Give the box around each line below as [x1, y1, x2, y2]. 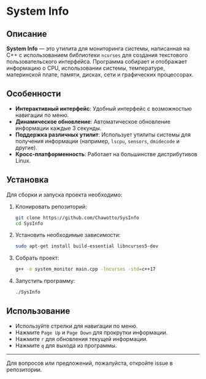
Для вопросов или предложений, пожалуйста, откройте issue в [6, 359, 173, 367]
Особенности [6, 89, 61, 99]
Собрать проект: [15, 254, 59, 261]
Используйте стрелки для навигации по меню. [15, 322, 138, 329]
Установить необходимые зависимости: [15, 231, 121, 239]
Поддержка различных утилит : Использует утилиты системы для [15, 130, 191, 138]
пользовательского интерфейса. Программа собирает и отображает [6, 58, 188, 65]
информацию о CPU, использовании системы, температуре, [6, 64, 166, 72]
